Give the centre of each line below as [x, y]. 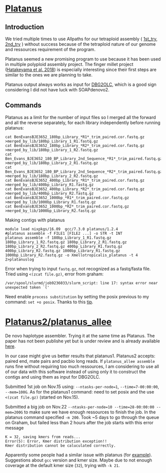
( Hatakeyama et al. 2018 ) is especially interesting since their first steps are [81, 69]
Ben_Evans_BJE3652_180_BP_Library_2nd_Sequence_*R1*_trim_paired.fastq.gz [84, 159]
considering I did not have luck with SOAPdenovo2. [57, 90]
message [14, 428]
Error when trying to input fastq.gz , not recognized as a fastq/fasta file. [78, 269]
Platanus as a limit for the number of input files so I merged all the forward [81, 117]
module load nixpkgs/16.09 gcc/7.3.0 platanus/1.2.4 [62, 229]
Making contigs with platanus [35, 220]
